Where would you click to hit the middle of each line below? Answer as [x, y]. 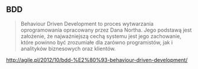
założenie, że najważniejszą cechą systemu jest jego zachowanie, [101, 36]
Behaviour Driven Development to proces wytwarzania [87, 23]
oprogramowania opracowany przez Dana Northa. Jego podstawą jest [106, 30]
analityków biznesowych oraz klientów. [68, 49]
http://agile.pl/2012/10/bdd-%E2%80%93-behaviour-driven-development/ [97, 60]
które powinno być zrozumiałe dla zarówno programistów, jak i [97, 42]
